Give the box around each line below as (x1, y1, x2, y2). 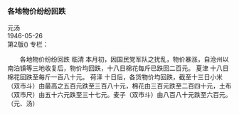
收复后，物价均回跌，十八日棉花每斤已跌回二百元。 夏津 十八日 (44, 64, 229, 72)
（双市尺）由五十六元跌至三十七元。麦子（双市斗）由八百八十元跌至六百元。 (7, 91, 232, 99)
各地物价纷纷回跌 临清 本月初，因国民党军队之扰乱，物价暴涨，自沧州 (19, 55, 223, 64)
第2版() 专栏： (7, 40, 49, 49)
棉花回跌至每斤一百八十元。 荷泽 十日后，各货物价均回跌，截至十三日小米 (7, 73, 223, 81)
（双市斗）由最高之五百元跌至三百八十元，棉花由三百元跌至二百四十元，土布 (7, 81, 232, 90)
